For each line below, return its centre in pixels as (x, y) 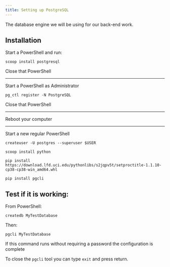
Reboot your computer (29, 119)
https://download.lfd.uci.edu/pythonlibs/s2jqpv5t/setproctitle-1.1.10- (83, 165)
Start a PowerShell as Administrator (42, 86)
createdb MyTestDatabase (31, 216)
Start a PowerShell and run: (34, 53)
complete (15, 249)
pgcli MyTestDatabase (28, 235)
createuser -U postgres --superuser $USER (51, 143)
